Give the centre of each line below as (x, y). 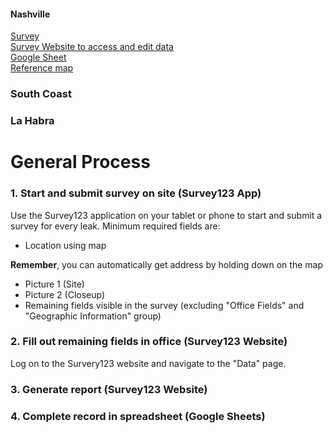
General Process (80, 162)
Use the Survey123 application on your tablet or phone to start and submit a (166, 215)
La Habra (32, 121)
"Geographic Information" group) (93, 316)
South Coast (41, 94)
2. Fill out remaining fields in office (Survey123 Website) (149, 342)
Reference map (42, 68)
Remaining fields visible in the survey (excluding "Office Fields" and (164, 305)
